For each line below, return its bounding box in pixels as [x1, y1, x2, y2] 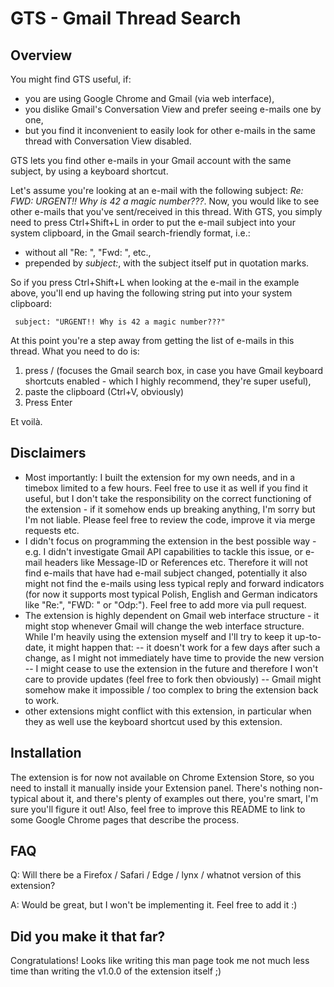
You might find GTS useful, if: [10, 73, 132, 85]
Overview [10, 47, 73, 64]
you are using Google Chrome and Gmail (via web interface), [24, 93, 275, 104]
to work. [24, 694, 60, 706]
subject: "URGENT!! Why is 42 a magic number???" [14, 317, 226, 327]
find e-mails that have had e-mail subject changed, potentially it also [24, 567, 308, 579]
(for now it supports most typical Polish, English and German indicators [24, 588, 318, 600]
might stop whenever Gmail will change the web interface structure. [24, 620, 305, 632]
